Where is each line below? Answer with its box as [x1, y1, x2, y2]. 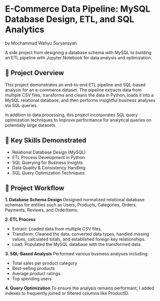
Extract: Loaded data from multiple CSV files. [12, 226, 102, 232]
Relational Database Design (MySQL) [12, 149, 86, 155]
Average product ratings [12, 271, 60, 277]
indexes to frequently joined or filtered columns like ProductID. [5, 290, 130, 296]
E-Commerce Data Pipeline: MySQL [5, 3, 151, 15]
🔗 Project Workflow [5, 184, 64, 192]
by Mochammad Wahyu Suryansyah [5, 40, 77, 46]
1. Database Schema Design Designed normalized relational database [5, 197, 145, 203]
